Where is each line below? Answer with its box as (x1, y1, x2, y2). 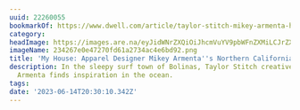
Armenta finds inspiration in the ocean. (17, 71, 174, 80)
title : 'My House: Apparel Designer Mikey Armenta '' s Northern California (9, 54, 294, 63)
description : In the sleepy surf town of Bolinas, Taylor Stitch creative (9, 63, 294, 72)
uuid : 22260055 (9, 12, 66, 22)
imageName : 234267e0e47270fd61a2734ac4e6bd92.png (9, 46, 198, 55)
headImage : (9, 37, 50, 47)
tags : (9, 79, 29, 88)
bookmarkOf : (9, 21, 54, 30)
